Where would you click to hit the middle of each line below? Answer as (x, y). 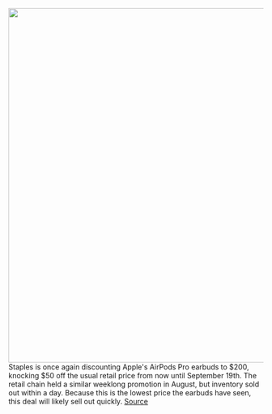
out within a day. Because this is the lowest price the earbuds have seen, (130, 393)
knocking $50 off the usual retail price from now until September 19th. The (133, 376)
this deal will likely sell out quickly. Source (78, 401)
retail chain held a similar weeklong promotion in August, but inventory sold (134, 384)
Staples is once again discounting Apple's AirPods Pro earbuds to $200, (129, 367)
